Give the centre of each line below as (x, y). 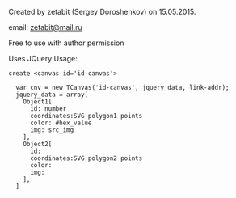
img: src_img (52, 130)
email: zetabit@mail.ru (45, 27)
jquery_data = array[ (52, 95)
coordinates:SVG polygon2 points (86, 158)
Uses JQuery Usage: (43, 59)
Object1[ (38, 102)
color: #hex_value (61, 123)
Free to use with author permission (66, 43)
